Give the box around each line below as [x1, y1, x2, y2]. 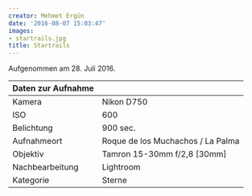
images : [8, 27, 35, 35]
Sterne [101, 174, 127, 186]
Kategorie [12, 174, 50, 186]
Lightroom [101, 161, 141, 173]
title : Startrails [8, 42, 70, 50]
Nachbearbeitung [12, 161, 79, 173]
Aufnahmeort [12, 136, 63, 147]
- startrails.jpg [8, 34, 67, 43]
